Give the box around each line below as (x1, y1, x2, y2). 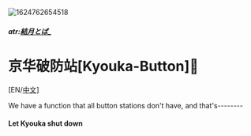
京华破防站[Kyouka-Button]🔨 (8, 57, 199, 75)
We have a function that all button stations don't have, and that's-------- (8, 100, 243, 110)
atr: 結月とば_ (8, 26, 52, 36)
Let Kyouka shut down (8, 119, 83, 128)
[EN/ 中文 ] (8, 85, 39, 94)
